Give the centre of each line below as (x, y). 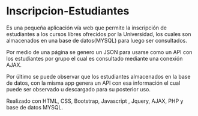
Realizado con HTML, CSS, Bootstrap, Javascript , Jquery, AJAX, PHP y (95, 101)
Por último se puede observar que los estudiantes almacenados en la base (98, 76)
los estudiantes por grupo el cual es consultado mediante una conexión (94, 58)
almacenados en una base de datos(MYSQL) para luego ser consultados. (97, 40)
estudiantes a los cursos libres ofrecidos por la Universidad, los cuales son (99, 34)
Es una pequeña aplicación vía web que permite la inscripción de (86, 28)
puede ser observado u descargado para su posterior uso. (79, 89)
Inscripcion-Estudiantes (68, 11)
